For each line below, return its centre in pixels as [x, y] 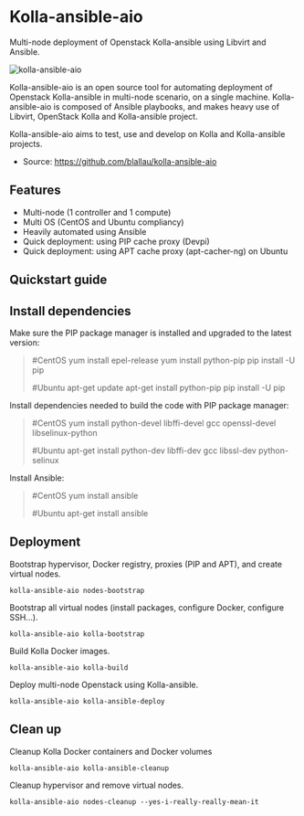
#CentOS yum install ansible [85, 495]
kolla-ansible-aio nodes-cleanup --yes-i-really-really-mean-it [134, 801]
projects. [26, 143]
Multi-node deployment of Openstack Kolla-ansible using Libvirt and [138, 42]
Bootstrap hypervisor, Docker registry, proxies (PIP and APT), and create [146, 564]
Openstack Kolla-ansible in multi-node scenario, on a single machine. [140, 97]
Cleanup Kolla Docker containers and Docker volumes [111, 751]
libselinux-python [64, 432]
